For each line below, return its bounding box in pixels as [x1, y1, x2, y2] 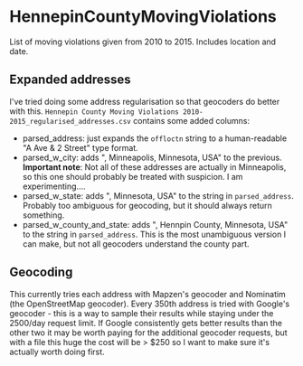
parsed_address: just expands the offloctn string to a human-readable [22, 133, 288, 144]
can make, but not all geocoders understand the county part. [22, 238, 251, 249]
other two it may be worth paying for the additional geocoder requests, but [9, 327, 288, 338]
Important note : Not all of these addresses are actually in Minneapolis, [22, 161, 287, 173]
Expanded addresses [9, 72, 131, 88]
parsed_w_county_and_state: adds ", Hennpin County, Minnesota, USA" [22, 219, 289, 230]
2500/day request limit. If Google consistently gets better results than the [9, 317, 283, 328]
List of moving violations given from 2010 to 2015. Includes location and [9, 36, 277, 47]
